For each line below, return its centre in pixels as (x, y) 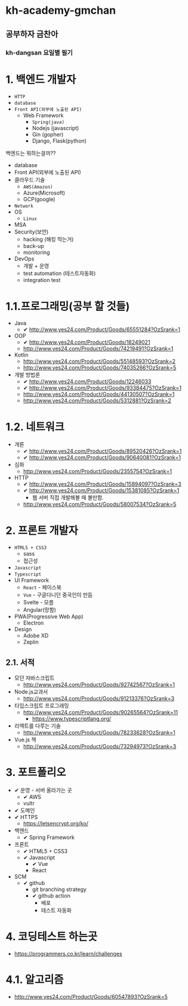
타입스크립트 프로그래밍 (41, 706)
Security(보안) (31, 232)
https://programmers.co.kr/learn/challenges (68, 953)
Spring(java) (48, 122)
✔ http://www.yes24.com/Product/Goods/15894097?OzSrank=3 (102, 484)
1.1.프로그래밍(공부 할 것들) (68, 306)
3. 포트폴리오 (36, 772)
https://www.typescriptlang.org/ (72, 719)
